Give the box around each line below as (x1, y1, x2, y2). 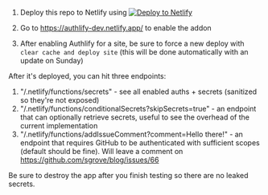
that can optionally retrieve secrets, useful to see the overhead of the (19, 112, 249, 122)
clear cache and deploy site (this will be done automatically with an (19, 47, 249, 56)
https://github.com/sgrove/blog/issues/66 (19, 155, 159, 165)
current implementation (19, 121, 98, 130)
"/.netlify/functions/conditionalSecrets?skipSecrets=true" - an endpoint (19, 104, 257, 113)
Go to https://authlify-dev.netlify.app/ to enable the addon (19, 23, 212, 32)
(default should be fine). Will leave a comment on (19, 147, 183, 156)
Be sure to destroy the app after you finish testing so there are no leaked (8, 171, 249, 180)
